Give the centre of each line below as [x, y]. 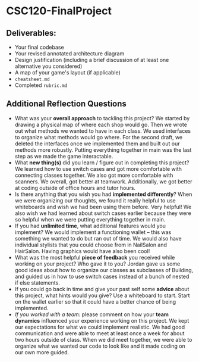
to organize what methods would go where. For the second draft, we [99, 137]
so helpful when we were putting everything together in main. [90, 219]
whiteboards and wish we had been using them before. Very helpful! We [103, 207]
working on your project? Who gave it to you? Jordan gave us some [97, 264]
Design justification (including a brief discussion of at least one [92, 60]
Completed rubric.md [41, 85]
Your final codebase [39, 47]
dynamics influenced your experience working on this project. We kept [102, 320]
